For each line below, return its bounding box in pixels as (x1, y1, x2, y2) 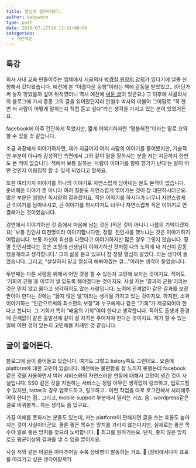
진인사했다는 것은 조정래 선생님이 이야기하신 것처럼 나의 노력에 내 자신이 (12, 243, 177, 250)
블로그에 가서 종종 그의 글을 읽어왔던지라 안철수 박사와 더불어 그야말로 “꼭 (12, 97, 180, 105)
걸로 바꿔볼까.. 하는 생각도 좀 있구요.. (6, 401, 91, 408)
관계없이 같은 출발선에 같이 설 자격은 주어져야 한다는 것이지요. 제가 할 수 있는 (12, 314, 187, 321)
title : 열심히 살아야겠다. (6, 8, 62, 15)
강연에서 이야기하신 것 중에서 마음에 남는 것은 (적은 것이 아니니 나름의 (6, 221, 164, 228)
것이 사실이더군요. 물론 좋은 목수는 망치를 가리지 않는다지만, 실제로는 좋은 (16, 421, 184, 428)
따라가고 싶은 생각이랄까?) (12, 456, 72, 463)
